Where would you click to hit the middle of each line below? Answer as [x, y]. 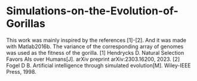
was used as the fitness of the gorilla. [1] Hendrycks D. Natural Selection [95, 52]
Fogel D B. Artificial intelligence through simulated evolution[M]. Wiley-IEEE [98, 65]
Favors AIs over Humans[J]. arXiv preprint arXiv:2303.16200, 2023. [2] [93, 59]
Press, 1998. [21, 71]
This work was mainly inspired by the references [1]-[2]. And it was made [96, 40]
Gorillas [26, 24]
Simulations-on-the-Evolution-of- [93, 11]
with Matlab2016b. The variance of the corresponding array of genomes [95, 46]
